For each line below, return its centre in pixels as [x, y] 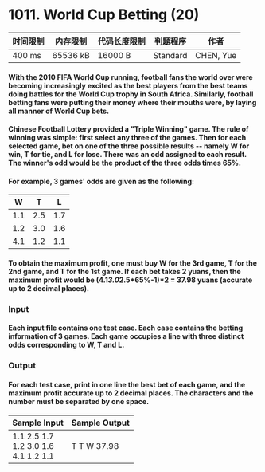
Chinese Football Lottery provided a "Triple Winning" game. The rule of [129, 129]
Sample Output [100, 423]
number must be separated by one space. [79, 401]
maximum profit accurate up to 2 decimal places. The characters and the [131, 393]
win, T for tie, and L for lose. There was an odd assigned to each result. [127, 155]
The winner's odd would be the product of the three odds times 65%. [125, 163]
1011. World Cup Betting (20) [104, 15]
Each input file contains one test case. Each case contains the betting [126, 328]
